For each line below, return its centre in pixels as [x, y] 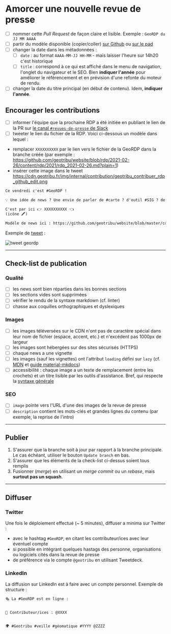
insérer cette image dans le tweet [48, 171]
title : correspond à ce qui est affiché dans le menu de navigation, [91, 67]
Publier [17, 437]
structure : [16, 590]
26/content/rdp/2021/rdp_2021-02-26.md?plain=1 [65, 165]
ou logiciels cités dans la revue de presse [56, 555]
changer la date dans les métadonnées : [55, 50]
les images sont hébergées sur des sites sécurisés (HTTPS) [75, 347]
